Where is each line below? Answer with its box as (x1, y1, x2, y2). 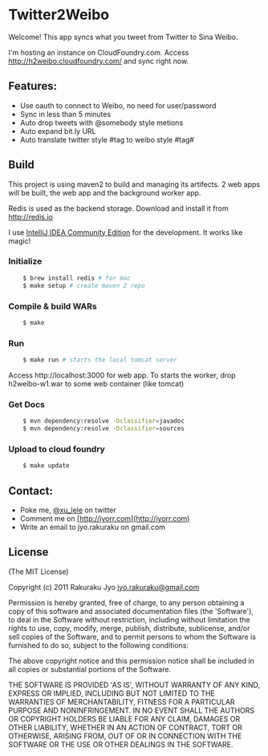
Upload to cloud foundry (8, 443, 106, 455)
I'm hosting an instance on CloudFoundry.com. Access (8, 47, 189, 57)
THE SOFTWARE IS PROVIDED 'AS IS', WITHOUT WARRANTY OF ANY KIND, (8, 680, 261, 689)
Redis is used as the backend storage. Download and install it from (8, 203, 229, 213)
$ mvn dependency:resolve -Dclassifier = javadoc (22, 417, 185, 426)
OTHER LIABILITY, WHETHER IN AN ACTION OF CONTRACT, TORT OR (8, 722, 242, 732)
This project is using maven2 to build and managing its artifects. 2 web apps (8, 179, 261, 189)
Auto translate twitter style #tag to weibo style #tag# (19, 135, 195, 144)
